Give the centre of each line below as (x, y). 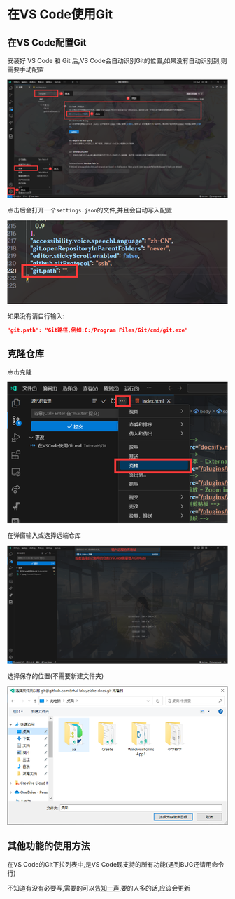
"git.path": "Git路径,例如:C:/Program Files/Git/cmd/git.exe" (98, 330)
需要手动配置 (26, 69)
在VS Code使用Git (60, 14)
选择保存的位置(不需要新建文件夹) (56, 676)
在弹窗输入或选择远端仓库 (44, 535)
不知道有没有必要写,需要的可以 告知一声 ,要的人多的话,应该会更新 (99, 888)
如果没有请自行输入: (36, 316)
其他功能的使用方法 (49, 846)
